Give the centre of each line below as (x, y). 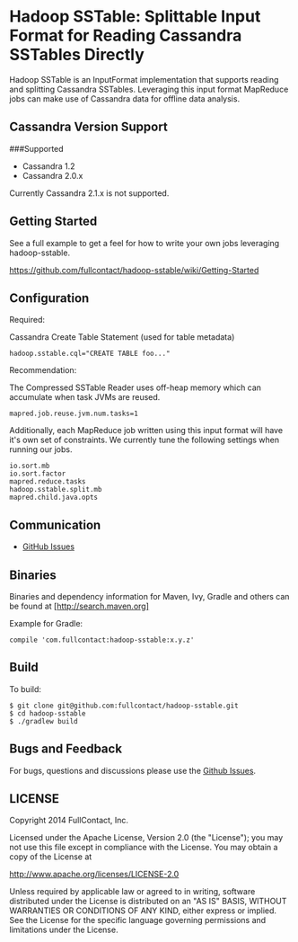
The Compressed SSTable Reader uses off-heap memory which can (136, 387)
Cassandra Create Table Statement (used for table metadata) (122, 337)
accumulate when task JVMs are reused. (85, 397)
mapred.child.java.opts (54, 498)
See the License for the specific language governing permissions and (138, 920)
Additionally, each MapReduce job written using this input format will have (146, 431)
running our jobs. (41, 449)
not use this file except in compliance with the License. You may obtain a (144, 848)
